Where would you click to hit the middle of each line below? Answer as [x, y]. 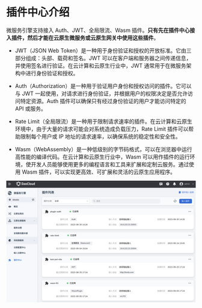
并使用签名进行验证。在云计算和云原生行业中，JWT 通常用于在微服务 [100, 65]
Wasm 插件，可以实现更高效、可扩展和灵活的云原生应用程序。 [99, 172]
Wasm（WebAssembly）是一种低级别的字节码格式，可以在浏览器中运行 [103, 149]
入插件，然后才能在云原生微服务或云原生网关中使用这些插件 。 [83, 37]
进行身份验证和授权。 [52, 73]
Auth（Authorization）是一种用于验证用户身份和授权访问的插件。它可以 [103, 86]
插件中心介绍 [38, 12]
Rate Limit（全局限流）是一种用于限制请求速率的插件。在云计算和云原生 [103, 121]
